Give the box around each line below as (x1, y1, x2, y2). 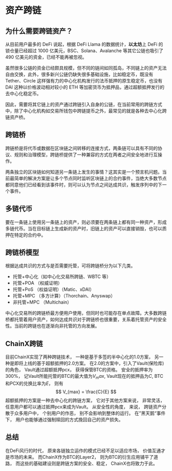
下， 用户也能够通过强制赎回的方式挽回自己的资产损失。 (5, 417, 123, 423)
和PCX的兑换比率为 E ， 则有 (5, 380, 64, 387)
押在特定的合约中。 (5, 231, 46, 238)
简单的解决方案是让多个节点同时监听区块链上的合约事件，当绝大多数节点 (14, 175, 167, 181)
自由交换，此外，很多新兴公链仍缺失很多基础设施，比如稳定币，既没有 (5, 71, 154, 77)
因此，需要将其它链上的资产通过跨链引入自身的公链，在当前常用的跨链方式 (5, 101, 162, 108)
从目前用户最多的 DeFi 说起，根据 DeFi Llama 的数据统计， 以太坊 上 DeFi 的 (5, 41, 163, 47)
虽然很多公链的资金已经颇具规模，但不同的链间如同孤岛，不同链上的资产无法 (5, 65, 167, 71)
